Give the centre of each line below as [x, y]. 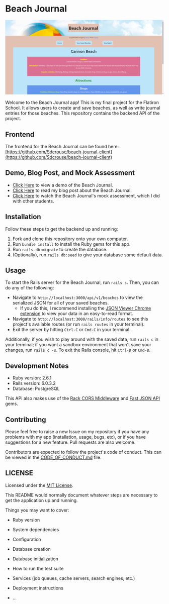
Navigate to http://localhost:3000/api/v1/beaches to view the [78, 297]
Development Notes [37, 366]
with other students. [33, 201]
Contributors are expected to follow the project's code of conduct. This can [83, 452]
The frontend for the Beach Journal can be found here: [62, 146]
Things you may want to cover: [37, 510]
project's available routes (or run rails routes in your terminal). [78, 324]
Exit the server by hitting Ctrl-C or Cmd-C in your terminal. [71, 330]
